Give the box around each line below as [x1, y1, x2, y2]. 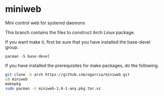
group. [5, 44, 19, 50]
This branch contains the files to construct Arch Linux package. [5, 29, 135, 35]
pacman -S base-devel [5, 53, 50, 59]
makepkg [5, 81, 21, 86]
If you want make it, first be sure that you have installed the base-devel [5, 39, 151, 45]
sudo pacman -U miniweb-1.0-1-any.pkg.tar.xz [5, 86, 101, 91]
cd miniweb [5, 77, 28, 82]
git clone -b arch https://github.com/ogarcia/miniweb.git [5, 72, 130, 77]
